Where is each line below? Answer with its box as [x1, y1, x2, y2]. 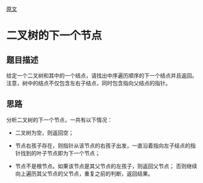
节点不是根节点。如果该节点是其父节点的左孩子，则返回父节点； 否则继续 [15, 162, 198, 170]
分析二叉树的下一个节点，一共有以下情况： [6, 116, 113, 123]
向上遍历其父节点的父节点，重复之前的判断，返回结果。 [15, 170, 153, 177]
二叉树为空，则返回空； [15, 129, 74, 136]
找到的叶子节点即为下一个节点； [20, 149, 101, 156]
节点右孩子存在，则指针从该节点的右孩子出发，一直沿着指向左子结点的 [15, 142, 191, 149]
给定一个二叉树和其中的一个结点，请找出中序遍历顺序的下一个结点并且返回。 [6, 72, 198, 79]
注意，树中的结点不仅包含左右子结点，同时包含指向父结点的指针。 [6, 79, 171, 87]
